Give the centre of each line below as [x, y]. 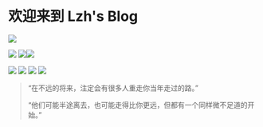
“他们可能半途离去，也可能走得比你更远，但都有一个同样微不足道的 [137, 105]
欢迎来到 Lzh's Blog [73, 16]
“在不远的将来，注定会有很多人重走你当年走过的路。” [113, 88]
